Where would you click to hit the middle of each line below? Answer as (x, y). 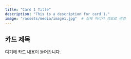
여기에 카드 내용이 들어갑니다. (33, 52)
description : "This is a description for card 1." (57, 14)
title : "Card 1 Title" (28, 9)
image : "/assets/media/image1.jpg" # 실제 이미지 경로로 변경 (65, 18)
